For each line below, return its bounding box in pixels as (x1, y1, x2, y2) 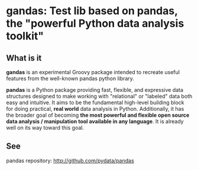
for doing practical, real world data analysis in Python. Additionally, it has (6, 105, 184, 112)
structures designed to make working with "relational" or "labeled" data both (6, 93, 193, 100)
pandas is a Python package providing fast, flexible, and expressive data (6, 86, 184, 93)
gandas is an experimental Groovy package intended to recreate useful (6, 69, 180, 75)
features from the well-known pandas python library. (6, 75, 135, 82)
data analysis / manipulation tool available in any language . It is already (6, 118, 184, 125)
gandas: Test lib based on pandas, (6, 4, 178, 18)
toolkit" (6, 30, 44, 43)
